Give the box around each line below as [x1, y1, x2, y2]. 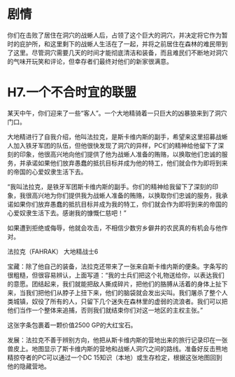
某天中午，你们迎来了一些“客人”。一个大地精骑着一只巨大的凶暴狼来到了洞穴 [7, 109, 227, 117]
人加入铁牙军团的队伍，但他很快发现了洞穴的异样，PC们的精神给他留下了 [7, 141, 218, 149]
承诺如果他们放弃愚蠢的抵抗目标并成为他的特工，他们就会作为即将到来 [25, 158, 228, 167]
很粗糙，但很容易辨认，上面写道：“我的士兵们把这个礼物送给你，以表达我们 [7, 270, 225, 279]
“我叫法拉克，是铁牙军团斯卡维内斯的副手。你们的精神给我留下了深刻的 [7, 182, 213, 191]
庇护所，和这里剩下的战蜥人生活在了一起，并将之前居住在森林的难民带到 [19, 39, 228, 48]
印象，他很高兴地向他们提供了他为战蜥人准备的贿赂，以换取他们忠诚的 [19, 150, 222, 158]
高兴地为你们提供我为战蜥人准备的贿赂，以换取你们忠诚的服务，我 [31, 191, 222, 200]
